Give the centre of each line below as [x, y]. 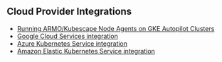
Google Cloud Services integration [67, 36]
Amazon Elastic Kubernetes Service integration [86, 51]
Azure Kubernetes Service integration [72, 43]
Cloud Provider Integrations [69, 12]
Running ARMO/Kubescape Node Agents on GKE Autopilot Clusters [116, 28]
